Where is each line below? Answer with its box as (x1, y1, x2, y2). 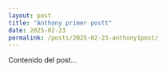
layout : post (8, 11, 52, 20)
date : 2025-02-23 (8, 26, 66, 34)
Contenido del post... (8, 55, 77, 65)
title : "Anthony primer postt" (8, 19, 113, 27)
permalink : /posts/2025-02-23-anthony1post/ (8, 33, 159, 42)
